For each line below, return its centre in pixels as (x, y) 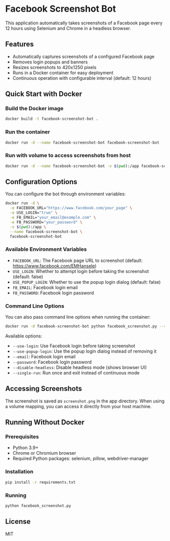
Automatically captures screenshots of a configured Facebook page (83, 56)
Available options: (24, 336)
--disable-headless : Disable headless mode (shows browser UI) (79, 367)
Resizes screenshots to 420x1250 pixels (54, 67)
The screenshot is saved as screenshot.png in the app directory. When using (85, 401)
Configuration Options (41, 182)
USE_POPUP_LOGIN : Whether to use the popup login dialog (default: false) (87, 282)
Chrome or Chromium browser (44, 453)
